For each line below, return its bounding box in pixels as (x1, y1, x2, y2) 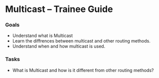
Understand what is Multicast (12, 32, 73, 38)
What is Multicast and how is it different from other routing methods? (12, 67, 154, 73)
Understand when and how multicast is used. (12, 43, 106, 49)
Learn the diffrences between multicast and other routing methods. (12, 38, 151, 44)
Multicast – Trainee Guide (5, 3, 113, 15)
